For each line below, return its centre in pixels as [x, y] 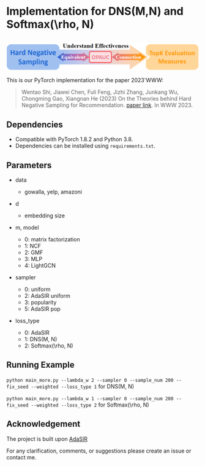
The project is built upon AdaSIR [47, 439]
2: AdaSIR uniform [47, 295]
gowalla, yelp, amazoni [53, 192]
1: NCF [33, 246]
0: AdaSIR [37, 332]
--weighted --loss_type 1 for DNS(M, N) [83, 386]
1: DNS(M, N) [41, 339]
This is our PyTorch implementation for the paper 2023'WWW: [85, 80]
